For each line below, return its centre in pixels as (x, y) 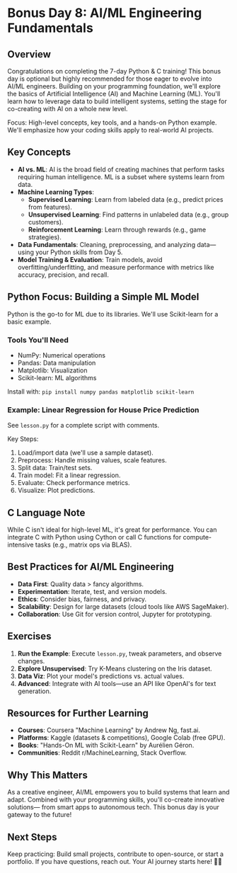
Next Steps (32, 837)
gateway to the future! (40, 815)
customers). (46, 222)
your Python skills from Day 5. (79, 252)
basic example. (29, 321)
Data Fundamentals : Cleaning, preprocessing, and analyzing (106, 244)
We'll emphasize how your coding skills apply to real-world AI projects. (111, 130)
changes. (31, 661)
